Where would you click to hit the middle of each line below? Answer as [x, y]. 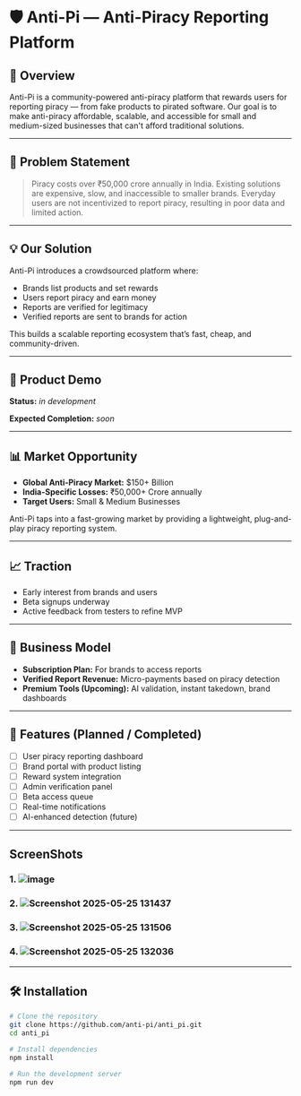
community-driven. [44, 343]
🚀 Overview [42, 76]
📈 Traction [41, 566]
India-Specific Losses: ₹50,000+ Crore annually [112, 492]
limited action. [57, 212]
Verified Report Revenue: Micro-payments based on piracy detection [151, 678]
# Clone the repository [54, 1017]
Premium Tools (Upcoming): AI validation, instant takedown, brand [146, 688]
